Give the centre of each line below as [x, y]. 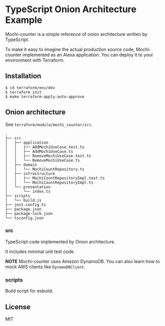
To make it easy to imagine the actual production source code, [70, 49]
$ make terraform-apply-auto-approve [45, 97]
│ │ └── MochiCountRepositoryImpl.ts [49, 183]
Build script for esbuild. [30, 291]
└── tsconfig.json [24, 218]
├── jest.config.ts [26, 205]
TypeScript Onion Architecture [71, 9]
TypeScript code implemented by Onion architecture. [60, 241]
